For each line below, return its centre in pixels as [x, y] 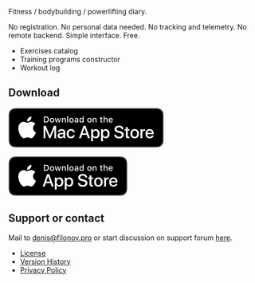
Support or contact [57, 218]
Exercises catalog [49, 51]
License [33, 253]
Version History [45, 261]
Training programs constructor [70, 59]
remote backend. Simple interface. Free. [74, 35]
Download [34, 93]
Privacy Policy [43, 269]
